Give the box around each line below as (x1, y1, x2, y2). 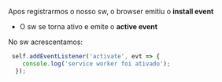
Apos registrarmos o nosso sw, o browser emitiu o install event (8, 7, 214, 16)
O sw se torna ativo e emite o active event (19, 22, 158, 31)
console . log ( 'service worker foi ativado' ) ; (22, 59, 171, 68)
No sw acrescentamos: (8, 37, 83, 47)
